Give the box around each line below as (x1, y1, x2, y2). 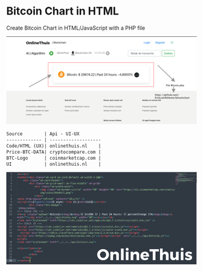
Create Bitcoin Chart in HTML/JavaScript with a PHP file (6, 24, 146, 31)
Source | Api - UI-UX (6, 131, 80, 137)
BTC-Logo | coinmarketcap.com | (6, 155, 101, 162)
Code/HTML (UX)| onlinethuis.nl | (6, 143, 101, 149)
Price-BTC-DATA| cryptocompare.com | (6, 149, 101, 155)
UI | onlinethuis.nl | (6, 162, 101, 168)
